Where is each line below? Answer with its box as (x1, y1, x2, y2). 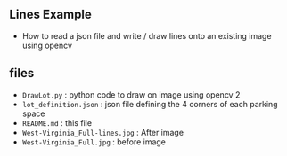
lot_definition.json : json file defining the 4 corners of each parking (21, 98, 278, 109)
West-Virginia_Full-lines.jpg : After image (21, 127, 184, 137)
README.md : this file (21, 117, 92, 128)
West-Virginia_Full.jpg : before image (21, 136, 167, 147)
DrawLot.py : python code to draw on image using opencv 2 (21, 89, 241, 100)
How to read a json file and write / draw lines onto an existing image (21, 30, 272, 41)
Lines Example (9, 7, 92, 22)
